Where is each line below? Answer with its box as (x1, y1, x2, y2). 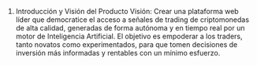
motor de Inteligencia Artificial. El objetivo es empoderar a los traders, (15, 31, 243, 41)
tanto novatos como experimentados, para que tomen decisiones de (15, 40, 238, 49)
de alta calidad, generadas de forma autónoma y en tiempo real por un (15, 23, 246, 32)
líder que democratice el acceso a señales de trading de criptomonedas (15, 15, 250, 24)
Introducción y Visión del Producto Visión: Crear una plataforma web (15, 7, 239, 16)
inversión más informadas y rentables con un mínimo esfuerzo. (15, 49, 221, 57)
